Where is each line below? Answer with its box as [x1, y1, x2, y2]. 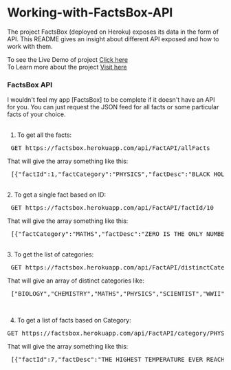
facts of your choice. [7, 110, 66, 118]
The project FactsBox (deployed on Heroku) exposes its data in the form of [7, 28, 219, 36]
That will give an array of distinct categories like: [7, 276, 144, 285]
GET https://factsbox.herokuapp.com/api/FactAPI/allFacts [10, 144, 211, 152]
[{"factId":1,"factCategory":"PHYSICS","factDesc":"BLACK [10, 171, 211, 178]
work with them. [7, 42, 53, 50]
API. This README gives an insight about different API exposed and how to [7, 34, 219, 43]
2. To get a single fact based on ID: [7, 191, 107, 199]
